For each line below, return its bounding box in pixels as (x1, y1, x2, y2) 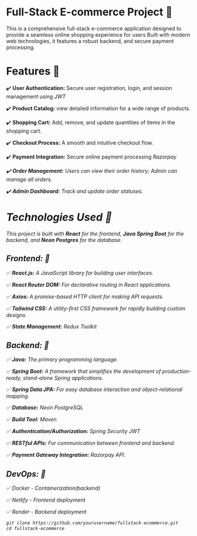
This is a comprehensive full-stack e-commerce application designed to (6, 25, 182, 32)
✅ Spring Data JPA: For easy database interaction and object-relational (6, 386, 183, 393)
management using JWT (6, 93, 66, 100)
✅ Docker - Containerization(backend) (6, 485, 101, 492)
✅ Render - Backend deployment (6, 508, 87, 515)
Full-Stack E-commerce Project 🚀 (6, 5, 173, 19)
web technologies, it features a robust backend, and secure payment (6, 37, 174, 44)
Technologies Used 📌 (6, 211, 112, 224)
